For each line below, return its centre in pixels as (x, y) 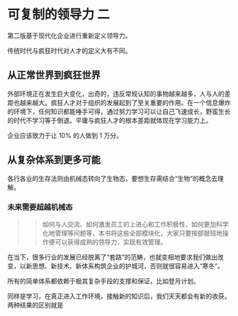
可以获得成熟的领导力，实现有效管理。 (111, 241)
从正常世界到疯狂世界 (54, 75)
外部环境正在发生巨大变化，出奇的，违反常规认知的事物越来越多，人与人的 (116, 94)
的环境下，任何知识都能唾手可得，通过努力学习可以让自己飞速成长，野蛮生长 (119, 111)
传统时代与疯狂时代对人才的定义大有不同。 (69, 50)
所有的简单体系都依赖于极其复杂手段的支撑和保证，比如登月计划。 (103, 280)
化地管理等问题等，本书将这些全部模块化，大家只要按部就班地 (132, 233)
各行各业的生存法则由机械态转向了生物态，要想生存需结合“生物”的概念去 (113, 178)
